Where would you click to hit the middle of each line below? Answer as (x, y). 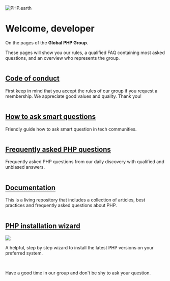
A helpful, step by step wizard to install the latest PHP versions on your (79, 248)
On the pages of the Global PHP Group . (47, 42)
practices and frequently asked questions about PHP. (61, 206)
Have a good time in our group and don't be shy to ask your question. (78, 273)
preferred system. (24, 253)
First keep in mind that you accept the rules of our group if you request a (81, 91)
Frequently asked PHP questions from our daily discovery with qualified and (85, 162)
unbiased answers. (25, 167)
